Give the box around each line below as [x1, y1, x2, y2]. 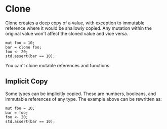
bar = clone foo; [5, 45, 42, 50]
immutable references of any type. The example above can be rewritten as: [5, 96, 162, 102]
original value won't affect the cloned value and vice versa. [5, 30, 129, 36]
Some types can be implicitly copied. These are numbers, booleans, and [5, 91, 156, 97]
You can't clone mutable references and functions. [5, 62, 111, 68]
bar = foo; [5, 110, 28, 115]
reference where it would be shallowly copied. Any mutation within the [5, 25, 152, 31]
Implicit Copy [5, 77, 48, 86]
